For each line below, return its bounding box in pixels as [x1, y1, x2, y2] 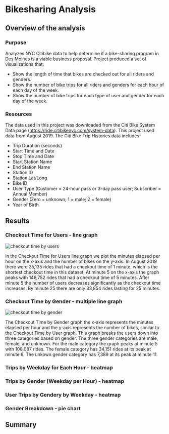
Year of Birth [12, 202, 39, 208]
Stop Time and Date [12, 153, 54, 160]
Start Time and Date [12, 148, 54, 154]
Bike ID [12, 180, 28, 186]
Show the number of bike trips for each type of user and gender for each [12, 92, 164, 98]
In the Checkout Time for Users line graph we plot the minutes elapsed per [5, 253, 160, 259]
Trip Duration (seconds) [12, 143, 62, 149]
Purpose [5, 39, 27, 46]
